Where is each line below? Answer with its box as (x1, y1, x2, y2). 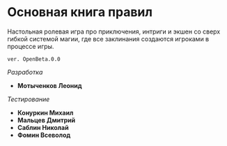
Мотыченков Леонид (17, 81, 82, 89)
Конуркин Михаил (17, 108, 74, 117)
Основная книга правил (7, 4, 153, 20)
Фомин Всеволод (17, 131, 71, 139)
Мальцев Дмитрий (17, 116, 76, 124)
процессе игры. (7, 42, 54, 50)
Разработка (7, 68, 43, 76)
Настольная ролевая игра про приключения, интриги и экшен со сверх (7, 27, 221, 36)
